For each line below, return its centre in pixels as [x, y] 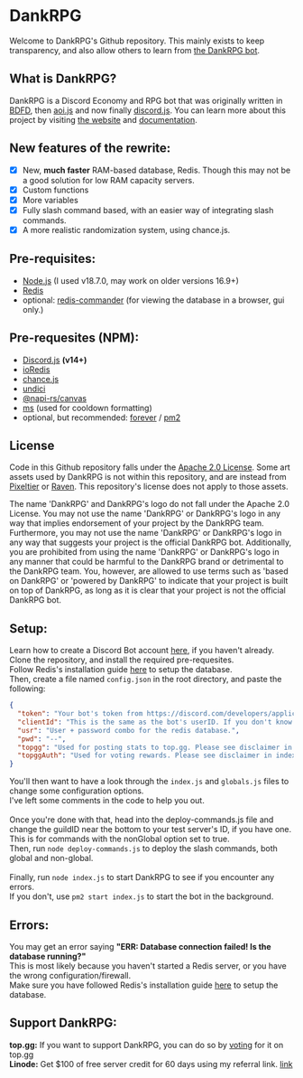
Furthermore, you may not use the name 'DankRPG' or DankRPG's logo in [146, 533]
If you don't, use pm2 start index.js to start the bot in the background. [142, 896]
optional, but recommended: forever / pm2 [101, 417]
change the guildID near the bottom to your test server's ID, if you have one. [151, 830]
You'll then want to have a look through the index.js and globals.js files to [149, 782]
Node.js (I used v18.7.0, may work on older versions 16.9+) [130, 280]
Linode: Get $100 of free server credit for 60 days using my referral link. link [151, 1064]
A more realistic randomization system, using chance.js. [126, 230]
